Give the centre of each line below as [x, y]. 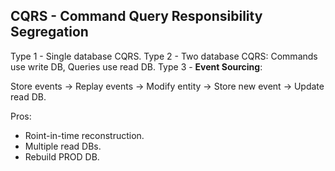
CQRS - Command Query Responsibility [136, 16]
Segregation [49, 32]
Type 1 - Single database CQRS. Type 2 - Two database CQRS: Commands [164, 56]
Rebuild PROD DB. [62, 156]
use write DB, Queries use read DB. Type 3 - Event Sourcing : [136, 66]
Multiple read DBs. [63, 146]
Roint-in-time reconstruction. [84, 135]
